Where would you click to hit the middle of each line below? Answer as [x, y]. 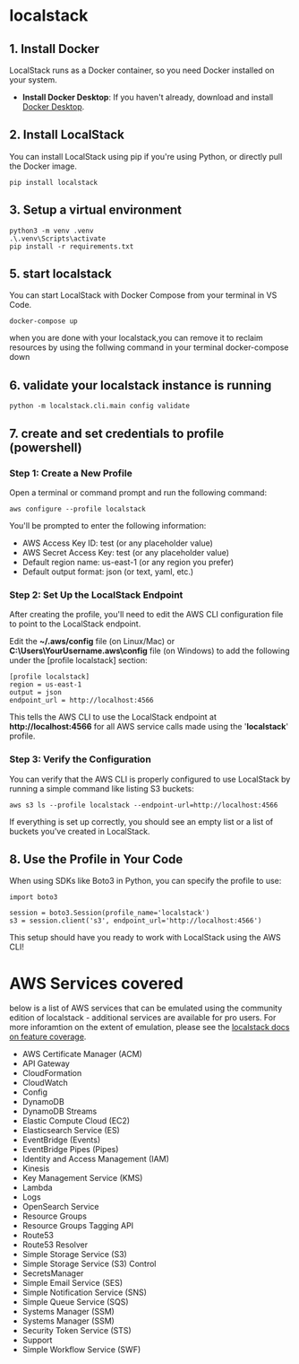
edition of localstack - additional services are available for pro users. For [143, 1018]
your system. [34, 80]
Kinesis [36, 1168]
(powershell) [46, 447]
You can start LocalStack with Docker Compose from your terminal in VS [143, 295]
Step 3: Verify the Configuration [81, 759]
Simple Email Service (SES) [73, 1283]
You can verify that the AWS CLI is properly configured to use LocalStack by [150, 779]
